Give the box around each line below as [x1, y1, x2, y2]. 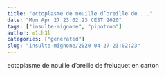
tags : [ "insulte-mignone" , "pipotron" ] [7, 23, 122, 30]
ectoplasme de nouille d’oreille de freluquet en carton [7, 61, 159, 69]
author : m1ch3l [7, 29, 51, 37]
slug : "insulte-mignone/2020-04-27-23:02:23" [7, 42, 140, 49]
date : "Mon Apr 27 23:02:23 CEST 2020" [7, 17, 122, 23]
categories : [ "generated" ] [7, 36, 85, 43]
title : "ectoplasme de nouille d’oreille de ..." [7, 10, 154, 17]
